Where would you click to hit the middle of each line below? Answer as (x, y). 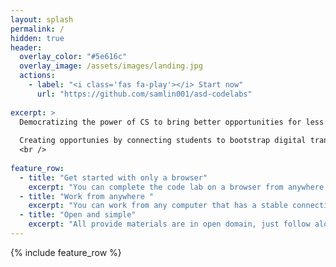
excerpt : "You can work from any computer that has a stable (158, 206)
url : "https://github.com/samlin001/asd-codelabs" (144, 94)
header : (26, 47)
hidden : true (37, 38)
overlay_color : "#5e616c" (73, 57)
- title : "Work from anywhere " (87, 196)
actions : (37, 76)
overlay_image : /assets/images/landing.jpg (111, 66)
